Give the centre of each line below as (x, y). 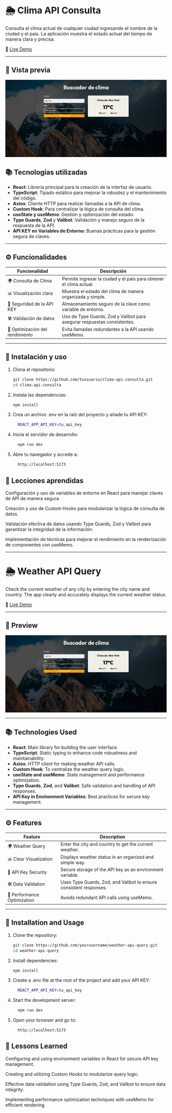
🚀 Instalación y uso (36, 357)
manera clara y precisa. (30, 39)
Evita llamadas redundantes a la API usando (108, 329)
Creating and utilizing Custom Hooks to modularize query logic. (72, 1074)
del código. (25, 198)
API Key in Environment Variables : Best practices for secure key (81, 797)
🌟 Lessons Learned (36, 1046)
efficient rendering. (26, 1105)
